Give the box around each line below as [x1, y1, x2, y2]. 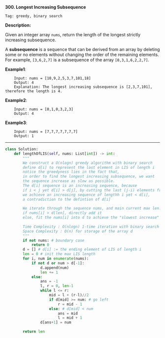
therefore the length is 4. [5, 89, 63, 94]
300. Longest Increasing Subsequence [5, 4, 86, 10]
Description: [5, 22, 31, 28]
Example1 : [5, 66, 27, 72]
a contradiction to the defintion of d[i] [23, 197, 111, 202]
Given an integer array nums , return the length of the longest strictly [5, 32, 141, 37]
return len [23, 329, 45, 334]
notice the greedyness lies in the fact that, [23, 169, 120, 175]
